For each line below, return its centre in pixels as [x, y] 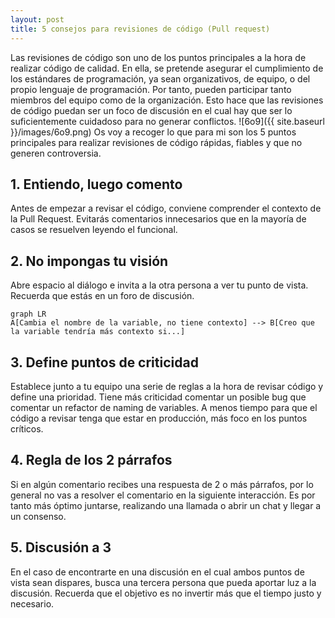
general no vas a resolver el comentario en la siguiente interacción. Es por [163, 495]
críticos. [27, 428]
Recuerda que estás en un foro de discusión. [102, 296]
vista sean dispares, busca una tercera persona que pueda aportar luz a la [163, 582]
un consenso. [38, 516]
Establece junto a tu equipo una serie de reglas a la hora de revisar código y [167, 386]
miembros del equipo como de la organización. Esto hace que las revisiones [167, 100]
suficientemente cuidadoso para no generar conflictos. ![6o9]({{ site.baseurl [167, 121]
